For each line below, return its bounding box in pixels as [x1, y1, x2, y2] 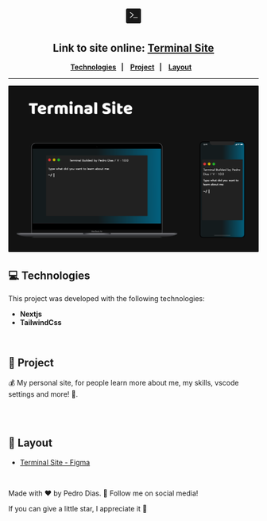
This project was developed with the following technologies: [8, 294, 205, 303]
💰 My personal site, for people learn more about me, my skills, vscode [8, 378, 239, 387]
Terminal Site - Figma [19, 457, 91, 467]
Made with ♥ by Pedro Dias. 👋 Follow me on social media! [8, 488, 199, 498]
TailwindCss [19, 318, 62, 327]
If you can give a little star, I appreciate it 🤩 [8, 503, 148, 513]
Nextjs [19, 309, 42, 319]
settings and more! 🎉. [8, 389, 78, 398]
